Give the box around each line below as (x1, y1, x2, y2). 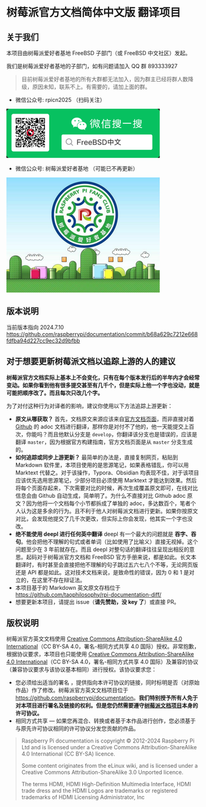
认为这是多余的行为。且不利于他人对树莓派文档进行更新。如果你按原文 (20, 507, 198, 514)
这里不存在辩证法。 (36, 576, 86, 584)
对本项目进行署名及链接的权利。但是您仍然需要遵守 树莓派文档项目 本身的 (15, 702, 198, 709)
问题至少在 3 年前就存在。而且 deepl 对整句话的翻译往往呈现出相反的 (15, 546, 190, 553)
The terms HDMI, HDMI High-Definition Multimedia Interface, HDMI (21, 781, 191, 788)
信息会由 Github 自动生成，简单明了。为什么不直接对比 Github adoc (15, 492, 186, 499)
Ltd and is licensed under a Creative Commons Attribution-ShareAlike (21, 744, 197, 751)
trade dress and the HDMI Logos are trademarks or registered (21, 787, 178, 795)
